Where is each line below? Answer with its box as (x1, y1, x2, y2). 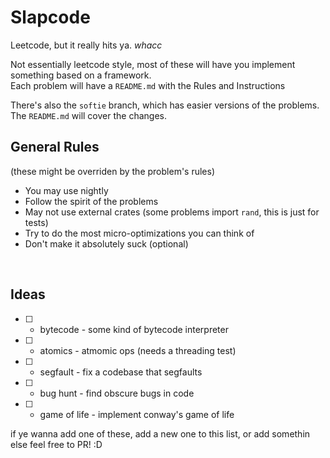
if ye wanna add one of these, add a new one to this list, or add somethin (10, 427, 311, 440)
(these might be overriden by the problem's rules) (10, 165, 216, 177)
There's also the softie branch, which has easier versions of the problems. (10, 99, 320, 111)
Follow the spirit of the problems (24, 195, 159, 207)
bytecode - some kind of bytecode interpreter (39, 323, 229, 335)
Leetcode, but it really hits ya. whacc (10, 39, 163, 51)
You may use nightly (24, 184, 109, 196)
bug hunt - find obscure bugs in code (39, 387, 195, 399)
